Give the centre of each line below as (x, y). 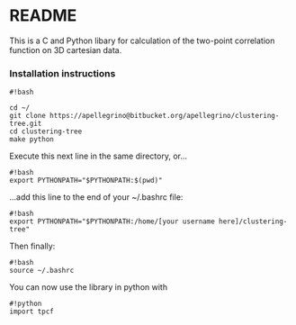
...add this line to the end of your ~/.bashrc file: (96, 197)
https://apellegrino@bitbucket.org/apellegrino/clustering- (164, 116)
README (43, 16)
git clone (28, 116)
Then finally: (32, 246)
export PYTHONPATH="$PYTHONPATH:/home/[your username (112, 221)
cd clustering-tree (46, 131)
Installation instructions (63, 73)
